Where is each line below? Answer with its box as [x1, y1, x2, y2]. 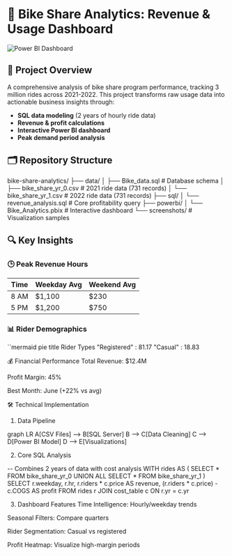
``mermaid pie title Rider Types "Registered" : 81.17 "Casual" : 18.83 [7, 343, 200, 351]
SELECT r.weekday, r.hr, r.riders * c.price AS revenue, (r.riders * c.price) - [7, 479, 218, 487]
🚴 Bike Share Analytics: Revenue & [7, 6, 211, 22]
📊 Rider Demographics [7, 324, 87, 334]
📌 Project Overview [7, 64, 93, 76]
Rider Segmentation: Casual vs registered [7, 527, 127, 535]
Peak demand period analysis [17, 133, 105, 141]
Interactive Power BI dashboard [17, 125, 111, 134]
